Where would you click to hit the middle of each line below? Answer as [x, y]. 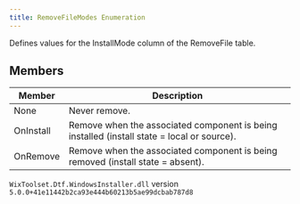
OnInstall [32, 131]
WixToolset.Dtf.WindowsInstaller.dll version [94, 184]
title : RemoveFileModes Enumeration [77, 17]
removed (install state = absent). [137, 162]
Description [177, 96]
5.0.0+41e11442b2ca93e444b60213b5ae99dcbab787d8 [101, 192]
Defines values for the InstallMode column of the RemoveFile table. [133, 43]
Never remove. [100, 110]
